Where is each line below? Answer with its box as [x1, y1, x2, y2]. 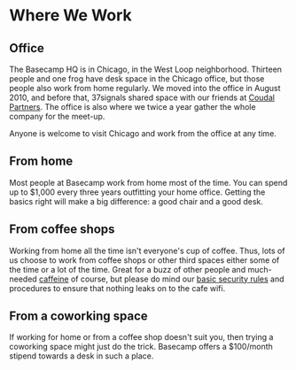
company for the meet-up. [9, 112, 105, 121]
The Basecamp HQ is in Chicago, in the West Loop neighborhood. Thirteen [9, 64, 282, 74]
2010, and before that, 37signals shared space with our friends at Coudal [9, 92, 275, 103]
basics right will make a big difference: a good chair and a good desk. [9, 196, 264, 206]
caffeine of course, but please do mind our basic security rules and [38, 274, 285, 284]
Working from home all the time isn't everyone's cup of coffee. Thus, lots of [9, 245, 285, 256]
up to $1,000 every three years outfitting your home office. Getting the [9, 187, 266, 197]
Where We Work [9, 5, 133, 26]
